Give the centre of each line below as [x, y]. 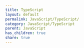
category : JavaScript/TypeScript [40, 24]
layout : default [22, 14]
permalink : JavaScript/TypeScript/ [42, 19]
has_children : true [25, 33]
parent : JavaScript [25, 28]
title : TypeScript [24, 10]
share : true [17, 38]
